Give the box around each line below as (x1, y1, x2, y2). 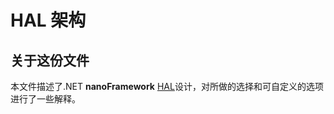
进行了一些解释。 (10, 93, 81, 105)
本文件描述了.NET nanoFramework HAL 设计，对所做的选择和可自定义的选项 (10, 81, 324, 92)
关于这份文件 (10, 52, 90, 69)
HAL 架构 (10, 9, 87, 32)
